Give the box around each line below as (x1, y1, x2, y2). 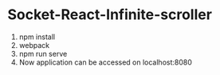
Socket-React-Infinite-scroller (7, 6, 213, 24)
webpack (18, 40, 49, 49)
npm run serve (18, 49, 68, 58)
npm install (18, 32, 56, 41)
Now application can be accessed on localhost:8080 (18, 57, 193, 67)
